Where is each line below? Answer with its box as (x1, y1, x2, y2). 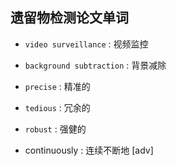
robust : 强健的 (24, 123, 87, 135)
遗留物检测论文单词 (10, 9, 129, 27)
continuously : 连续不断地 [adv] (24, 144, 154, 156)
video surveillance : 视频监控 (24, 38, 149, 50)
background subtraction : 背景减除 (24, 59, 167, 71)
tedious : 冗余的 (24, 101, 91, 113)
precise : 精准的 (24, 80, 91, 92)
